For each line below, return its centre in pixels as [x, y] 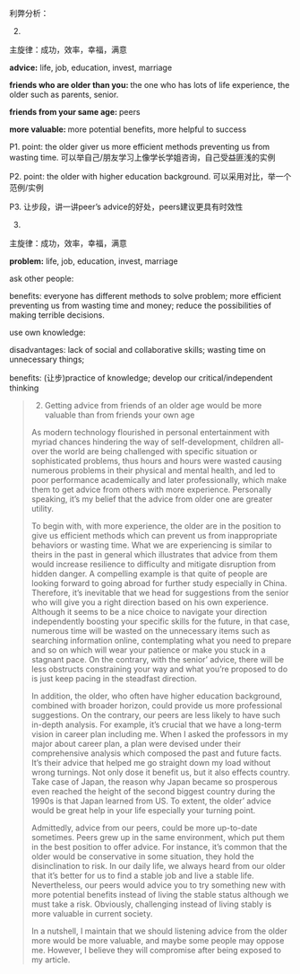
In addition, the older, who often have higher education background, [156, 696]
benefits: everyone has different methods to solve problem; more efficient [146, 296]
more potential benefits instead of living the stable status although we [160, 895]
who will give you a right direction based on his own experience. [150, 602]
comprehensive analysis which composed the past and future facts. [156, 753]
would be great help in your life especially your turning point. [143, 810]
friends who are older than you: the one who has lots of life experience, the [150, 85]
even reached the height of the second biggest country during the [153, 791]
